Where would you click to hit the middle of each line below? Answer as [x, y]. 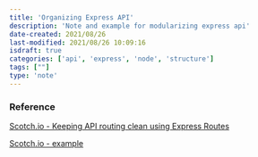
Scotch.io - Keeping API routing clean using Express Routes [120, 127]
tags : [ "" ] [30, 68]
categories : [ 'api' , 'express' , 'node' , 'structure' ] [112, 59]
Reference [32, 106]
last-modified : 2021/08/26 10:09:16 [77, 42]
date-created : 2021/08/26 [57, 34]
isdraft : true [36, 51]
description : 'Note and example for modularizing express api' [130, 26]
